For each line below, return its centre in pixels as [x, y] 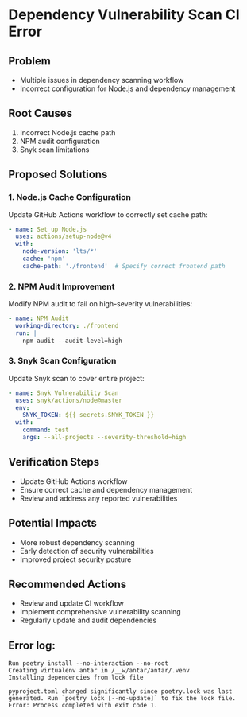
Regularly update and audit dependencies [88, 620]
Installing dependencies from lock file [76, 678]
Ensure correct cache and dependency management [106, 489]
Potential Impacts [52, 523]
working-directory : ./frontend [67, 325]
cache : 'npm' [44, 259]
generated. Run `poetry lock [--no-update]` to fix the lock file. [122, 699]
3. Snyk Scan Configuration [62, 361]
